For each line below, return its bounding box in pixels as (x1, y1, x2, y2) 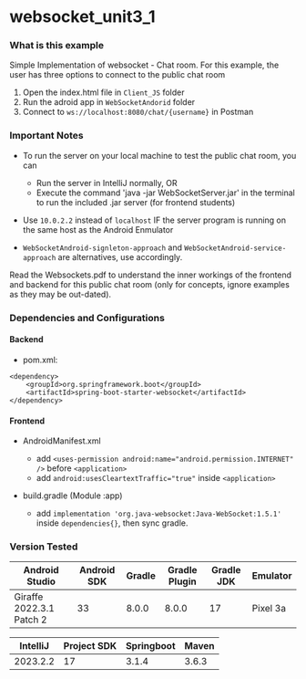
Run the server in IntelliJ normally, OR (36, 177, 178, 188)
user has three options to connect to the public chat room (9, 69, 226, 80)
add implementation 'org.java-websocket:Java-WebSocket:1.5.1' (36, 508, 282, 519)
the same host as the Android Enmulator (22, 224, 174, 235)
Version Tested (9, 540, 78, 553)
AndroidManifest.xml (22, 435, 102, 446)
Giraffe (14, 590, 44, 603)
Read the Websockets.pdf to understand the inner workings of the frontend (9, 269, 292, 280)
